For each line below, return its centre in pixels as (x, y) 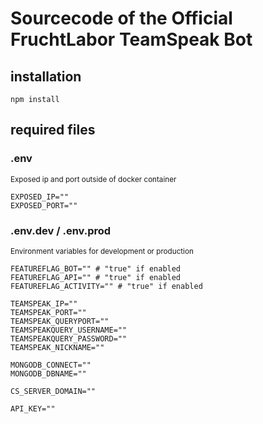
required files (53, 130)
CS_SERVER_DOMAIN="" (53, 391)
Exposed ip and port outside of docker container (93, 179)
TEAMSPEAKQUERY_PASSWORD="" (69, 338)
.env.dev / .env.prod (61, 230)
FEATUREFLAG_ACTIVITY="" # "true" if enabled (106, 286)
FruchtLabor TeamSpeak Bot (131, 39)
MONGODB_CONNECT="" (51, 365)
